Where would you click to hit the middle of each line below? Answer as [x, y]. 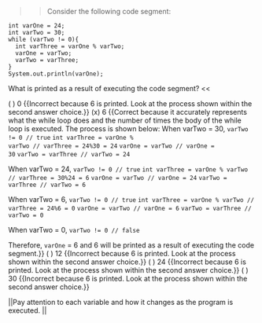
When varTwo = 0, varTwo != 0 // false [74, 230]
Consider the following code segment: [109, 11]
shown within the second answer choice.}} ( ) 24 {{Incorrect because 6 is [127, 262]
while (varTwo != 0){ [44, 39]
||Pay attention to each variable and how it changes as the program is [121, 302]
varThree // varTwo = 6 [47, 185]
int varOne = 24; [37, 26]
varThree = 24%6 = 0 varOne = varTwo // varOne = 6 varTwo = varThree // [130, 208]
